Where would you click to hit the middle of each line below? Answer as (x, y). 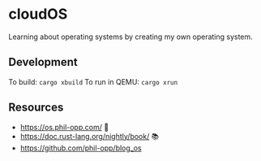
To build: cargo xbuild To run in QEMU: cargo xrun (93, 81)
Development (43, 62)
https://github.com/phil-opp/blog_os (81, 148)
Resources (36, 108)
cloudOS (38, 14)
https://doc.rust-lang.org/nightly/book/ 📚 (90, 136)
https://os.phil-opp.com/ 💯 (64, 127)
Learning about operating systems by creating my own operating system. (130, 37)
